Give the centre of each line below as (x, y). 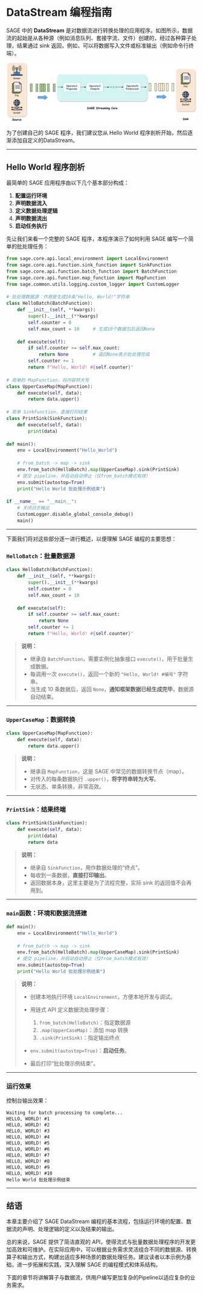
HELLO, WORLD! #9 (28, 1167)
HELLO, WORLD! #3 (28, 1131)
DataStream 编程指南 (59, 12)
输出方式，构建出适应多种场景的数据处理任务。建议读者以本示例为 (104, 1257)
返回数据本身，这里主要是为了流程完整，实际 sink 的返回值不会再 (111, 882)
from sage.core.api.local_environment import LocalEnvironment (88, 259)
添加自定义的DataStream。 (45, 141)
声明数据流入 (31, 203)
